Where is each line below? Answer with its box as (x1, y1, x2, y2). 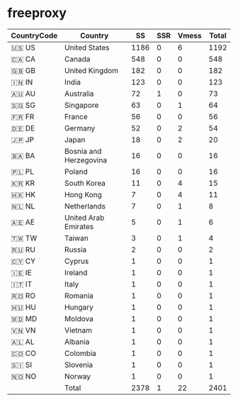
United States (64, 43, 110, 52)
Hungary (64, 302, 93, 312)
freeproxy (7, 5, 67, 21)
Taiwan (64, 233, 89, 242)
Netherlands (64, 201, 106, 211)
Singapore (64, 100, 99, 110)
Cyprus (64, 256, 89, 266)
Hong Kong (64, 189, 103, 199)
